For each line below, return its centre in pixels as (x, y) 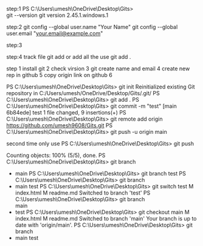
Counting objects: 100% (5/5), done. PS (56, 155)
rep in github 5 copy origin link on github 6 (59, 75)
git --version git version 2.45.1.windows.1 (57, 15)
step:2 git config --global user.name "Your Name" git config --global (92, 27)
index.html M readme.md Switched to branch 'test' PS (83, 193)
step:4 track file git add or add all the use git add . (69, 57)
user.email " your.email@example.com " (55, 33)
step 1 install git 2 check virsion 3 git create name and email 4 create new (98, 68)
